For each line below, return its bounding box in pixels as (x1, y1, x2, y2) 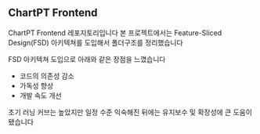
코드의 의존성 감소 (19, 71, 74, 81)
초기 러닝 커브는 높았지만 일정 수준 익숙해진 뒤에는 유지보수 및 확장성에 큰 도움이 (8, 107, 253, 117)
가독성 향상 (19, 81, 54, 90)
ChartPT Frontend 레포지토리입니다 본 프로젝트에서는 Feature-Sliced (8, 27, 222, 38)
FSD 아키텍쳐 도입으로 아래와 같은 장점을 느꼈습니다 (8, 54, 166, 63)
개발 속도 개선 (19, 90, 62, 100)
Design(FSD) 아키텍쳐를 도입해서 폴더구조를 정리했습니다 (8, 38, 183, 47)
